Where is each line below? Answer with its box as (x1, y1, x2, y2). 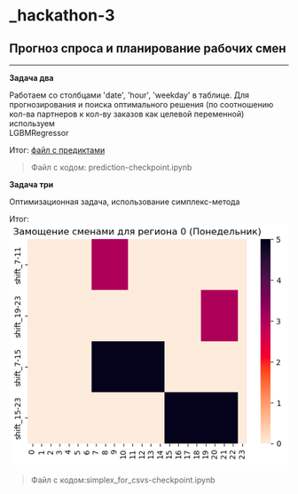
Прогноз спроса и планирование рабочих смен (9, 41, 286, 56)
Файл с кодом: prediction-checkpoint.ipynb (30, 162, 192, 172)
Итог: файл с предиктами (9, 145, 106, 155)
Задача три (9, 179, 54, 189)
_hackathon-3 (9, 5, 115, 26)
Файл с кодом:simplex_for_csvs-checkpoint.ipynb (30, 474, 216, 485)
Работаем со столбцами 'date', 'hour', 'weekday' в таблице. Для (9, 90, 250, 100)
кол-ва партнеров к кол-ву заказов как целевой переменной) (9, 108, 245, 119)
